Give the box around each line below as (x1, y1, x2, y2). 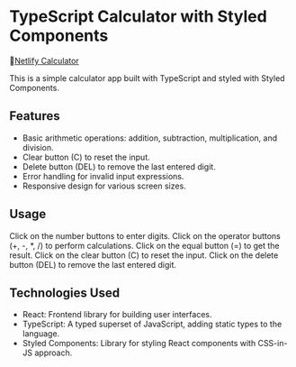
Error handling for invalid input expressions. (22, 170, 184, 181)
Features (9, 108, 60, 124)
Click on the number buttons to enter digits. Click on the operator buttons (9, 230, 282, 241)
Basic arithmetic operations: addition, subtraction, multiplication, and (22, 133, 277, 143)
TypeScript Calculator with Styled (9, 6, 267, 27)
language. (22, 328, 60, 339)
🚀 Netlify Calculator (9, 55, 79, 66)
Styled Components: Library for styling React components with (22, 338, 256, 349)
